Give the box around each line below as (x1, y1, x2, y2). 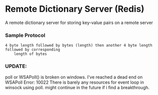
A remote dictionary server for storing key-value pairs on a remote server (5, 20, 153, 25)
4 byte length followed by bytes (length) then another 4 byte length (5, 43, 153, 48)
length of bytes (14, 51, 48, 57)
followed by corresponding (5, 47, 60, 52)
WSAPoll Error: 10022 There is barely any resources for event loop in (5, 79, 144, 85)
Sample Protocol (5, 32, 46, 39)
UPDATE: (5, 63, 27, 70)
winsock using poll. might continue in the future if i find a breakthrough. (5, 84, 150, 90)
